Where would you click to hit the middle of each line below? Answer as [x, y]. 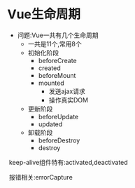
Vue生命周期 [44, 14]
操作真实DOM [69, 100]
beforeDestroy [59, 140]
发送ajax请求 [67, 91]
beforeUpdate [58, 116]
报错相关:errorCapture [41, 177]
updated [50, 124]
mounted [51, 83]
